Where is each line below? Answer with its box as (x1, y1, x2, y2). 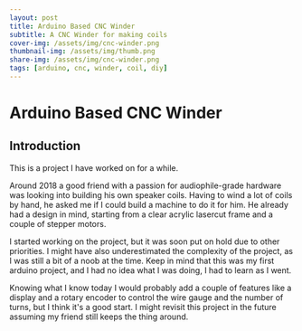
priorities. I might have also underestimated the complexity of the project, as (9, 245, 294, 256)
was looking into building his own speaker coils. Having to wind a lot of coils (9, 189, 293, 200)
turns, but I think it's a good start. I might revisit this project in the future (9, 301, 278, 312)
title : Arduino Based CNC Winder (9, 22, 136, 31)
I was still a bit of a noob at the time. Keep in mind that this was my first (9, 255, 275, 266)
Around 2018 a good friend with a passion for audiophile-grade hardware (9, 180, 282, 191)
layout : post (9, 13, 59, 23)
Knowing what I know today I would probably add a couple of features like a (9, 282, 292, 293)
